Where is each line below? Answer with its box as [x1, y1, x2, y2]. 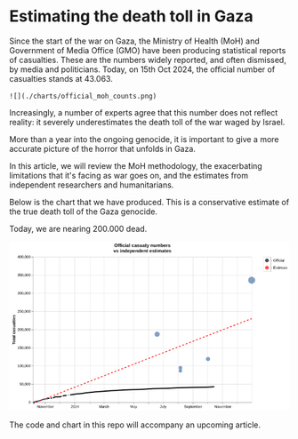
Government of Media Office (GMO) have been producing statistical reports [9, 44, 286, 55]
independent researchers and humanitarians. [9, 180, 174, 190]
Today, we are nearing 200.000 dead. [9, 223, 148, 234]
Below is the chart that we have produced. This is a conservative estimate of [9, 196, 290, 207]
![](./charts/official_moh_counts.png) [9, 92, 157, 100]
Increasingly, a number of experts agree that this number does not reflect [9, 107, 278, 117]
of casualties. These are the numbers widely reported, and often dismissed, [9, 54, 286, 65]
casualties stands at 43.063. [9, 73, 113, 84]
